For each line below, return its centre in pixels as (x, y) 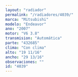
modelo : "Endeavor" (26, 24)
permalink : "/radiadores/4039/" (39, 15)
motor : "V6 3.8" (22, 33)
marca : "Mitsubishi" (27, 19)
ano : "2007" (18, 29)
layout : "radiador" (26, 10)
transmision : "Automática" (34, 38)
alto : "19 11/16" (24, 52)
